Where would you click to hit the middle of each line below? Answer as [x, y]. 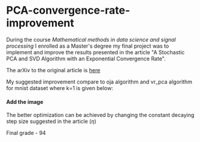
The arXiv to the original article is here [53, 70]
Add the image [25, 101]
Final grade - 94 [26, 133]
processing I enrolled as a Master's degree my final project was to [88, 46]
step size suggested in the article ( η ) [51, 121]
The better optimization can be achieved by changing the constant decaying [100, 115]
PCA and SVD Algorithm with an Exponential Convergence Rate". [86, 58]
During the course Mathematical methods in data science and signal [91, 39]
